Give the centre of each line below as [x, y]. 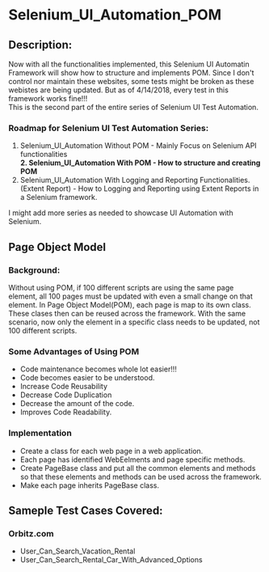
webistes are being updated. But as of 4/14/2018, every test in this [118, 90]
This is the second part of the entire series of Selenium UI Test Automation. [133, 107]
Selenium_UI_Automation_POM [115, 15]
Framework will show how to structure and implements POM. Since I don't [131, 73]
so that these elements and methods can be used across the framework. [141, 477]
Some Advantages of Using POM [74, 351]
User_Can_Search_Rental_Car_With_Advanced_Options [111, 560]
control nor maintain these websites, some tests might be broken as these [131, 81]
